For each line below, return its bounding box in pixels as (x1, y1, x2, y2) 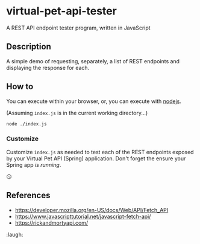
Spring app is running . (6, 161, 61, 168)
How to (6, 81, 34, 92)
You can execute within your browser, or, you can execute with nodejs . (6, 98, 182, 105)
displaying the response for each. (6, 64, 90, 71)
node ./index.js (6, 120, 47, 127)
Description (6, 42, 51, 52)
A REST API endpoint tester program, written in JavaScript (6, 24, 151, 31)
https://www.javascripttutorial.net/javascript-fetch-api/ (14, 213, 151, 220)
